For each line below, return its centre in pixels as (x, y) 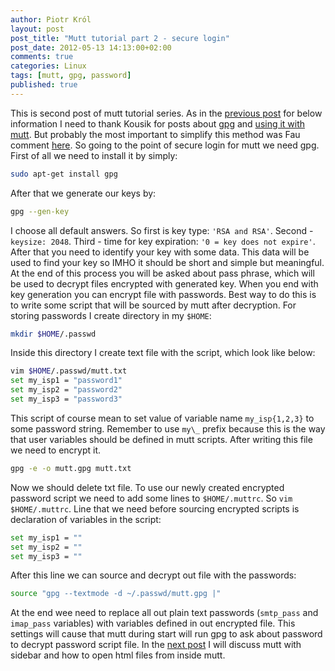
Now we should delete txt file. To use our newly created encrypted (147, 487)
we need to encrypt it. (56, 450)
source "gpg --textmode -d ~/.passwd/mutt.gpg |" (116, 594)
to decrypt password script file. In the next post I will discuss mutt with (156, 645)
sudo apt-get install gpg (64, 174)
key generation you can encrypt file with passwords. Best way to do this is (163, 294)
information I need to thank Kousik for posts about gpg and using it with (158, 123)
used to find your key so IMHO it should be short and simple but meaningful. (167, 262)
